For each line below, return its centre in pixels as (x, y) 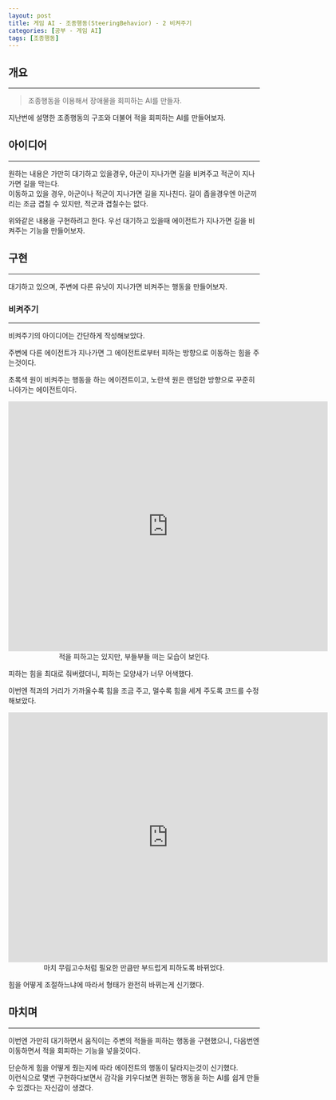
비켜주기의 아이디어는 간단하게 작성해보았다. (77, 335)
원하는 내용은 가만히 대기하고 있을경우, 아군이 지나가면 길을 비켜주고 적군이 (125, 174)
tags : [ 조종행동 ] (34, 38)
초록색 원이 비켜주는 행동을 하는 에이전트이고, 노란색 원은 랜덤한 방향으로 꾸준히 (132, 379)
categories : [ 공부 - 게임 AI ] (55, 30)
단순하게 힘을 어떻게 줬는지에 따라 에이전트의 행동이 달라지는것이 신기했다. (123, 1067)
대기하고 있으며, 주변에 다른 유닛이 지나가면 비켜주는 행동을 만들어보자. (118, 286)
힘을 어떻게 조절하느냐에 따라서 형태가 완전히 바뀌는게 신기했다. (107, 984)
